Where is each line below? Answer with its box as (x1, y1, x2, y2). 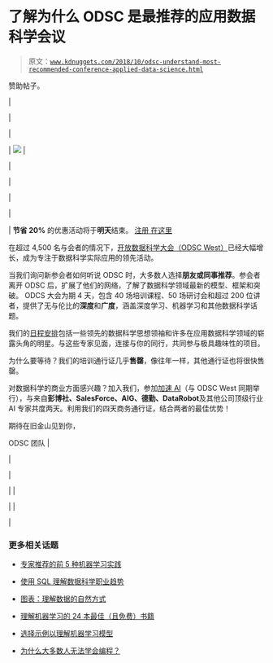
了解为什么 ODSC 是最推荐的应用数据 (8, 7, 256, 26)
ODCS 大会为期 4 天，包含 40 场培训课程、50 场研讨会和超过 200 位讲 (24, 290, 261, 300)
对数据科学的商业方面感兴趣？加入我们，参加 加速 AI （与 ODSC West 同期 (8, 383, 253, 393)
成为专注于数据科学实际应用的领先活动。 (22, 252, 158, 262)
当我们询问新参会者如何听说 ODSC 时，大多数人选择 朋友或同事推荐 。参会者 (8, 270, 261, 279)
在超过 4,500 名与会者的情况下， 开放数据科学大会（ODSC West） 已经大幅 (8, 242, 257, 252)
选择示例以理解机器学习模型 (19, 629, 114, 639)
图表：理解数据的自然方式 (19, 594, 106, 604)
